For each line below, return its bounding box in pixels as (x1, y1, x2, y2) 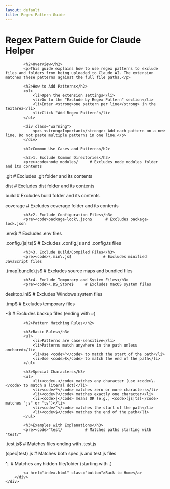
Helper (5, 45, 35, 56)
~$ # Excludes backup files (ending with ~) (5, 311, 96, 317)
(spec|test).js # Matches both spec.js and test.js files (5, 451, 117, 457)
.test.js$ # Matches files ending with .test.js (5, 441, 97, 447)
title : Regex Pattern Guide (5, 12, 65, 17)
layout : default (5, 7, 40, 13)
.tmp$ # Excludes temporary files (5, 301, 75, 307)
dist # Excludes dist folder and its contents (5, 183, 95, 189)
